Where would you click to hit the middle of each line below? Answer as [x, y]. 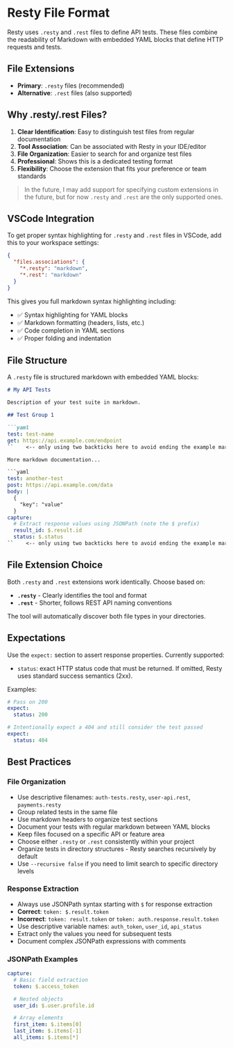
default [27, 856]
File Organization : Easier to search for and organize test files [104, 154]
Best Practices [39, 762]
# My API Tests [29, 390]
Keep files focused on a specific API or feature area [91, 834]
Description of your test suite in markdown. [74, 403]
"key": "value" [42, 505]
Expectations [36, 638]
